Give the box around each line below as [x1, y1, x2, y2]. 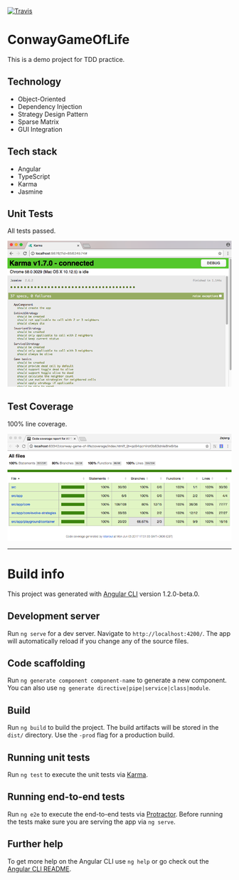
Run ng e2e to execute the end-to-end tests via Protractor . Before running [7, 810, 223, 818]
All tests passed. [7, 226, 56, 235]
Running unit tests [7, 751, 90, 763]
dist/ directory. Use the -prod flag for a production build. [7, 730, 175, 740]
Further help [7, 838, 64, 850]
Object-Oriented [17, 95, 66, 103]
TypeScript [17, 172, 51, 181]
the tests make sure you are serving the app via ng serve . [7, 817, 176, 826]
